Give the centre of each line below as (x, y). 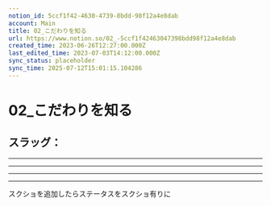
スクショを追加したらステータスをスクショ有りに (90, 193)
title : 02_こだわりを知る (48, 31)
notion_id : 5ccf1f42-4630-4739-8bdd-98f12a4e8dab (94, 16)
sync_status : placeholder (52, 61)
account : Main (32, 23)
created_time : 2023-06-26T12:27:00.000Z (77, 46)
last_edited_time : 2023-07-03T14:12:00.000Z (84, 53)
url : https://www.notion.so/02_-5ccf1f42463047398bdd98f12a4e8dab (122, 38)
